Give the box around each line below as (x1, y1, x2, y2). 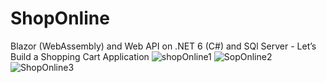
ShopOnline (10, 7, 110, 30)
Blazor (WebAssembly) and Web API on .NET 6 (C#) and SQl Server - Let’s (10, 40, 317, 52)
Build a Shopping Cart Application (10, 50, 150, 62)
